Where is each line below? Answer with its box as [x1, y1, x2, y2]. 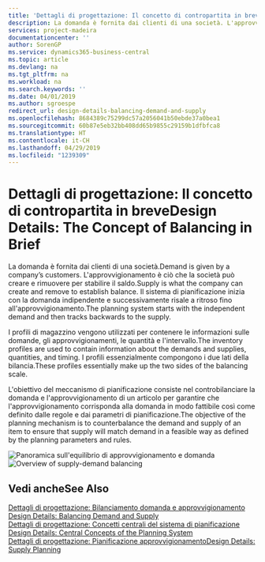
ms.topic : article [8, 56, 69, 64]
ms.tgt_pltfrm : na [8, 70, 69, 78]
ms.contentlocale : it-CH [8, 136, 90, 145]
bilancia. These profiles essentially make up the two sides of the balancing [8, 361, 248, 371]
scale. [8, 369, 28, 379]
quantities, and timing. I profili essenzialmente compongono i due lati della [8, 353, 249, 362]
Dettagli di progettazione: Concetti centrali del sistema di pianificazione [8, 519, 241, 529]
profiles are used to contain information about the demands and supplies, [8, 345, 247, 354]
